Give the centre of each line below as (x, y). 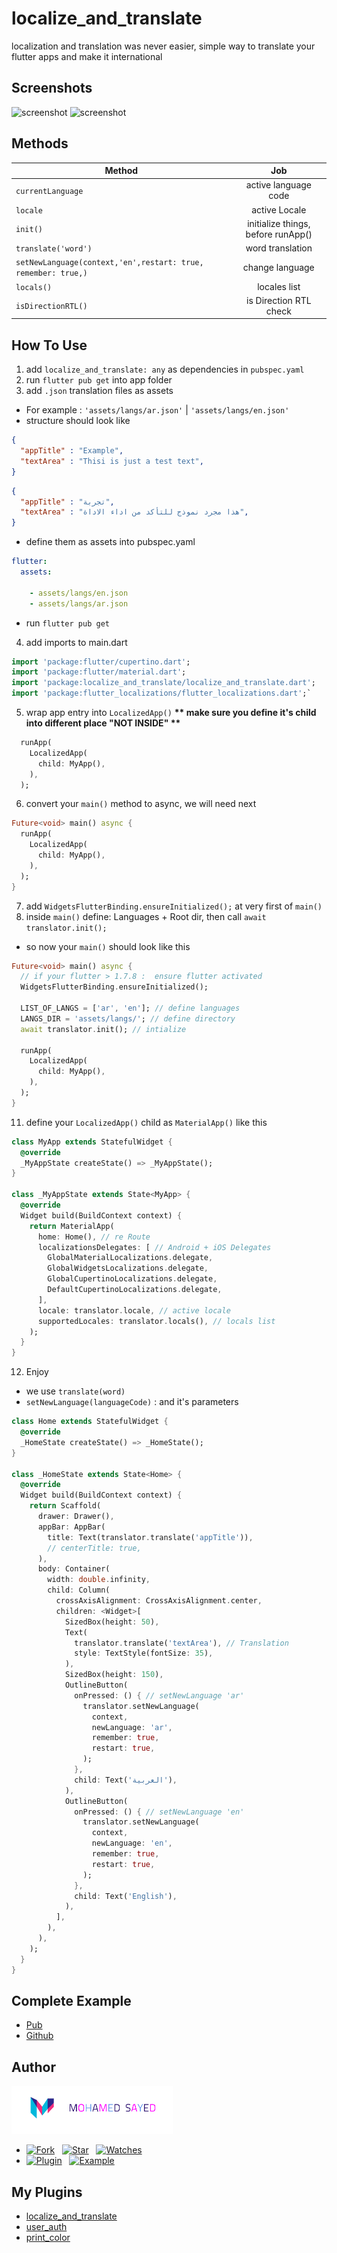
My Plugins (47, 2192)
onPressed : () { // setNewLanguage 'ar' (159, 1695)
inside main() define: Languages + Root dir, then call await (146, 916)
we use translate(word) (75, 1391)
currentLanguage (49, 191)
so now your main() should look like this (108, 946)
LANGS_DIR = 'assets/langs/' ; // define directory (128, 1018)
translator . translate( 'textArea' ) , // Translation (181, 1643)
